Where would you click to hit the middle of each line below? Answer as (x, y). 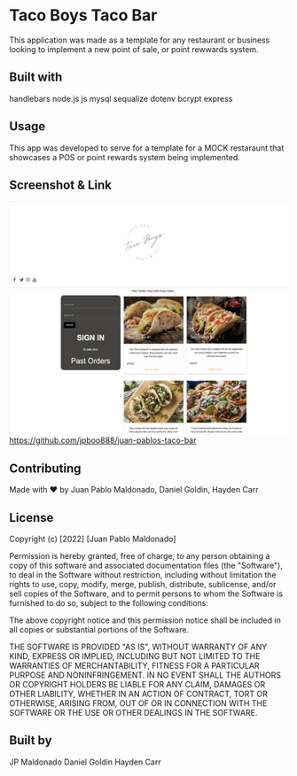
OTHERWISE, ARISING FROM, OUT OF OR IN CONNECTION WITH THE (138, 703)
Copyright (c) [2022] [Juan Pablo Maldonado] (93, 539)
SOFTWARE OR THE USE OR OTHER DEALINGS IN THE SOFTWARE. (133, 713)
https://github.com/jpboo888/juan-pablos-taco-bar (103, 440)
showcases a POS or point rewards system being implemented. (125, 157)
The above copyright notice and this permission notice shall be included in (145, 620)
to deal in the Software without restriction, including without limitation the (143, 575)
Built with (36, 78)
